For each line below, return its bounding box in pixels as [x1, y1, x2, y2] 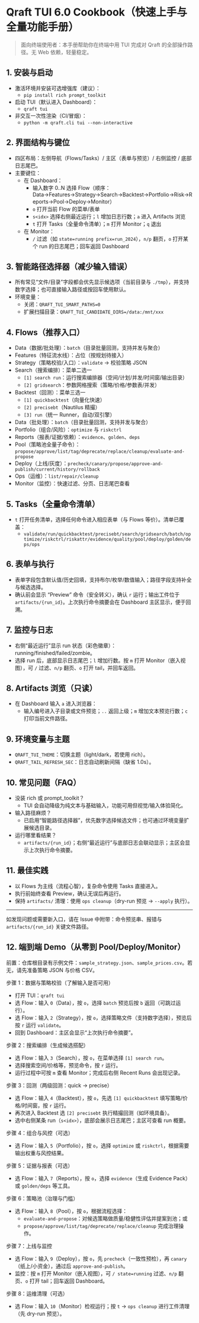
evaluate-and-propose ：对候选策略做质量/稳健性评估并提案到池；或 [23, 1215, 188, 1222]
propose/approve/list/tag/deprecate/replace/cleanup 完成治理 [23, 1222, 179, 1229]
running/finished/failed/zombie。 [14, 649, 96, 656]
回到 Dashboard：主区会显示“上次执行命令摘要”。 [14, 1029, 136, 1036]
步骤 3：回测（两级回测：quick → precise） [6, 1081, 113, 1089]
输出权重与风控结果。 [14, 1149, 67, 1156]
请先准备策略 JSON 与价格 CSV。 [16, 966, 98, 973]
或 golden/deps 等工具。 [14, 1182, 73, 1189]
